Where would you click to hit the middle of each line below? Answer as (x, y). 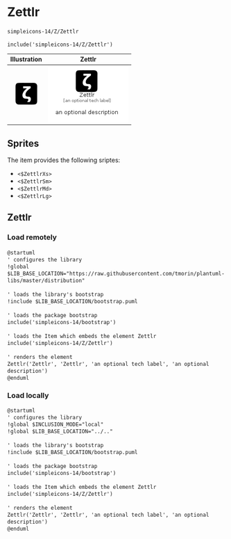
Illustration (26, 59)
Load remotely (32, 237)
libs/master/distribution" (46, 280)
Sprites (23, 143)
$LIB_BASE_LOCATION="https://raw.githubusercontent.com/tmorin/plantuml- (116, 273)
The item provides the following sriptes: (64, 160)
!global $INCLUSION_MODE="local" (55, 424)
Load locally (28, 395)
